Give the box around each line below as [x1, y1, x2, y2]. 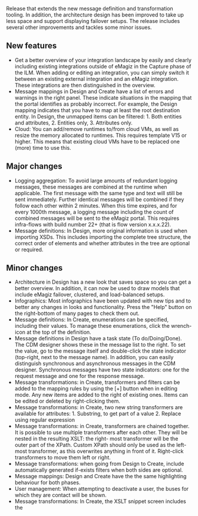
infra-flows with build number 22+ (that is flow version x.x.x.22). [14, 221, 171, 228]
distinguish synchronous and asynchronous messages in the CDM [14, 360, 176, 367]
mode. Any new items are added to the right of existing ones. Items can [14, 392, 189, 399]
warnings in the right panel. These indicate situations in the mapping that [14, 94, 192, 101]
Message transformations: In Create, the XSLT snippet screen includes [14, 498, 187, 505]
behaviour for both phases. [14, 479, 81, 486]
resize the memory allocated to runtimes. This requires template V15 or [14, 132, 187, 139]
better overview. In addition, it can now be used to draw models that [14, 285, 180, 292]
